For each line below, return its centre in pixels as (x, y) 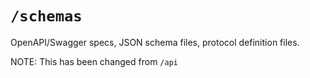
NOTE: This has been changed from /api (94, 61)
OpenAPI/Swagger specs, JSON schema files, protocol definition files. (155, 42)
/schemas (46, 16)
